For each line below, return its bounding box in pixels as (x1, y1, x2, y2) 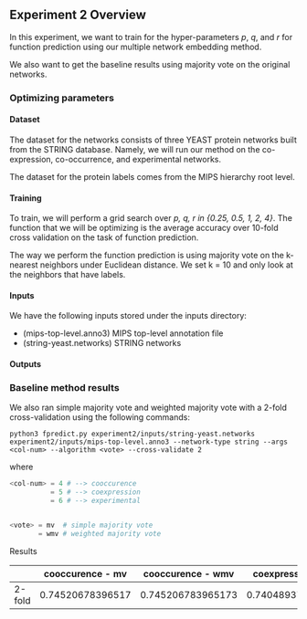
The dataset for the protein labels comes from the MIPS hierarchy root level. (9, 171, 295, 182)
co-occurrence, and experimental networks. (55, 153, 222, 164)
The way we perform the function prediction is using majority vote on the (9, 250, 285, 261)
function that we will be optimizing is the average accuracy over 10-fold (9, 223, 279, 234)
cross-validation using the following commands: (9, 412, 190, 423)
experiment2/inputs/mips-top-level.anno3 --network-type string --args (9, 437, 288, 446)
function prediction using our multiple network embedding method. (9, 41, 262, 52)
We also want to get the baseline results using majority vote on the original (9, 58, 291, 69)
